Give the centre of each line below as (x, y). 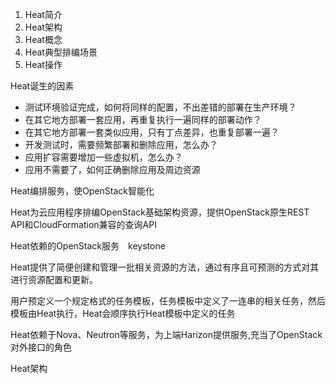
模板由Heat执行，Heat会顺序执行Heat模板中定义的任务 (123, 313)
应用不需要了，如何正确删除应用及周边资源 (112, 169)
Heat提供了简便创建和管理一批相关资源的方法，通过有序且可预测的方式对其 (165, 267)
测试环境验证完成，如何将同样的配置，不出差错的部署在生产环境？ (160, 107)
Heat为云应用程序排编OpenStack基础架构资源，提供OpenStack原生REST (160, 212)
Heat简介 (43, 14)
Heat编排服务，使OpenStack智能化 (82, 191)
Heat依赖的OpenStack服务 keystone (88, 246)
